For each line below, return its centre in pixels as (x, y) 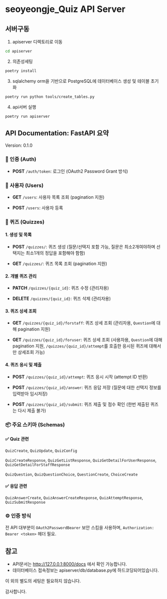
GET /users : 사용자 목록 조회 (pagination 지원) (58, 197)
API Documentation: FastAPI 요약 (57, 133)
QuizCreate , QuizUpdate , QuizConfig (41, 450)
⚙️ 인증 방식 (18, 516)
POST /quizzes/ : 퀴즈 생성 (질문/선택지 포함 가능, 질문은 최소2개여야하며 (84, 247)
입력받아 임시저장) (30, 393)
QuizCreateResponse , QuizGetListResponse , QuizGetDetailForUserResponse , (81, 460)
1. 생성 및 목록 (18, 235)
